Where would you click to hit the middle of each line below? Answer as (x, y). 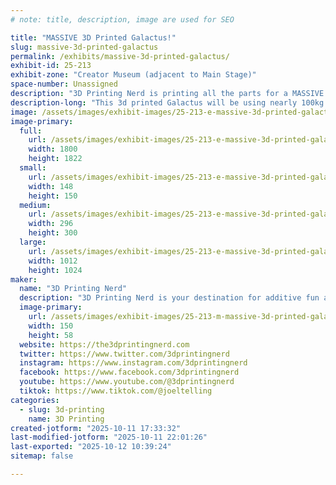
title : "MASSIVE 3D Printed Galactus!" (93, 37)
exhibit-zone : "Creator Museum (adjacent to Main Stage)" (133, 75)
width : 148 (51, 186)
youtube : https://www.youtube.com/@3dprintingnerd (127, 382)
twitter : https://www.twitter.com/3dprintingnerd (124, 354)
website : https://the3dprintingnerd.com (104, 344)
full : (31, 131)
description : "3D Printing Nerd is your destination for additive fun (169, 298)
